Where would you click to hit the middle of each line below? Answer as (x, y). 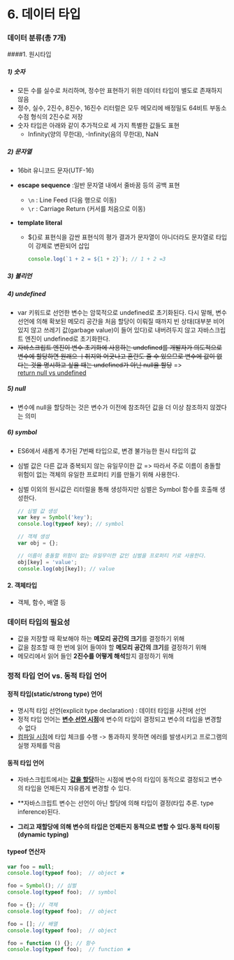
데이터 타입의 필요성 (39, 622)
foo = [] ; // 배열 (32, 924)
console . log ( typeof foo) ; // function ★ (69, 950)
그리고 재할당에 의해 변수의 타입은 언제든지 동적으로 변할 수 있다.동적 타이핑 (118, 827)
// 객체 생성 (34, 537)
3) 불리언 (20, 276)
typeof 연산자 (27, 851)
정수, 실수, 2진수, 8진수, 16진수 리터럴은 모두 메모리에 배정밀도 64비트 (112, 108)
